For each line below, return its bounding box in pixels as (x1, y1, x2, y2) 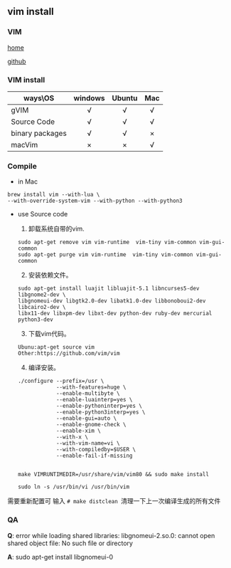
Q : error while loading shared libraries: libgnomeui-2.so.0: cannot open (7, 531, 215, 540)
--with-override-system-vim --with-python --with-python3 (7, 197, 183, 205)
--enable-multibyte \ (55, 390, 120, 397)
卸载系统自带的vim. (28, 224, 85, 233)
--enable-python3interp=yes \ (55, 409, 146, 416)
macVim (11, 140, 38, 149)
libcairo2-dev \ (17, 304, 66, 311)
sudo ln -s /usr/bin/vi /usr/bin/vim (17, 483, 130, 490)
